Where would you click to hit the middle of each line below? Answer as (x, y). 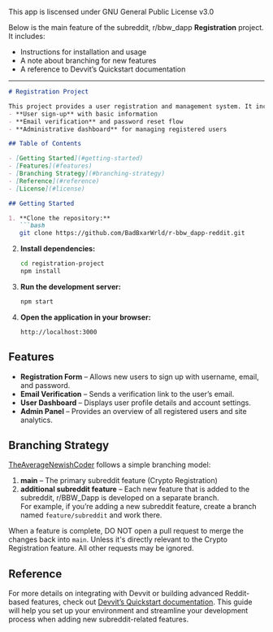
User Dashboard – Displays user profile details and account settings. (136, 403)
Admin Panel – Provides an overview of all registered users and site (133, 411)
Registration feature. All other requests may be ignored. (101, 548)
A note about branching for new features (88, 61)
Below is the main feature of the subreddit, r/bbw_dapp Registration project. (136, 27)
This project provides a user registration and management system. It (130, 106)
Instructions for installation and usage (83, 52)
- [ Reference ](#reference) (54, 181)
